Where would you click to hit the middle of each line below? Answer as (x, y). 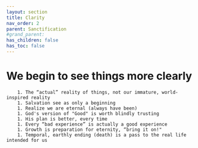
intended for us (27, 140)
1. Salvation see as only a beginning (66, 103)
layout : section (27, 12)
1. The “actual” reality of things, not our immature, (88, 92)
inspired (17, 97)
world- (170, 92)
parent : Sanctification (37, 29)
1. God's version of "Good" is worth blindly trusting (88, 113)
